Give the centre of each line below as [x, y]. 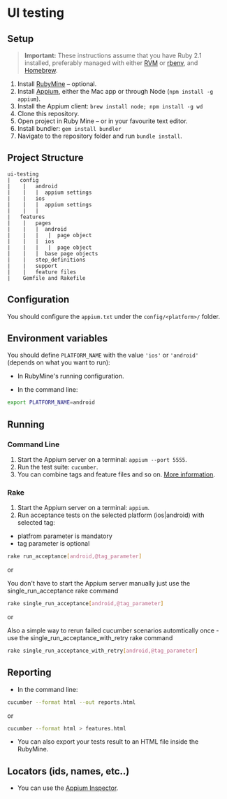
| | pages [29, 223]
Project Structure [45, 158]
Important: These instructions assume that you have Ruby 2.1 [113, 55]
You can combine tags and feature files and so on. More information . [116, 474]
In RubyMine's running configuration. [71, 376]
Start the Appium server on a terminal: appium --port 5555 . [102, 459]
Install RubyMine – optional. [57, 84]
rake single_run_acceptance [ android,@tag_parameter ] [86, 604]
